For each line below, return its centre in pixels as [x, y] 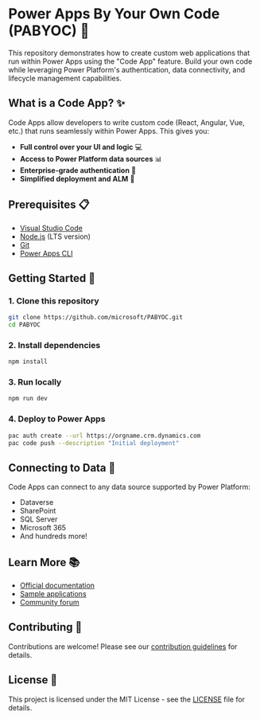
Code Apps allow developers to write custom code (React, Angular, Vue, [126, 122]
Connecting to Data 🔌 [62, 468]
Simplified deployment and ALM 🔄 [77, 178]
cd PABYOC [25, 325]
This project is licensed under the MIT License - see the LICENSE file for [126, 699]
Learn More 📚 [44, 562]
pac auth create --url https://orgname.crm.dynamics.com [105, 436]
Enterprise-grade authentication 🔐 [78, 170]
